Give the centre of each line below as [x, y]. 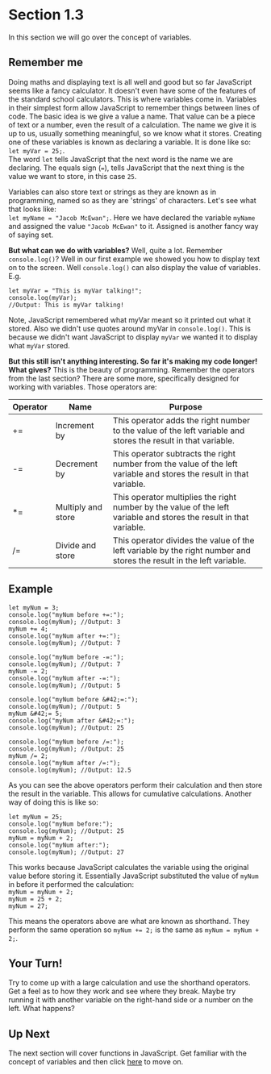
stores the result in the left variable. [179, 560]
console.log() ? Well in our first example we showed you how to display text [134, 259]
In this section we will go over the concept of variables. [100, 37]
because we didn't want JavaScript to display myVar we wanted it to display [133, 337]
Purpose [186, 406]
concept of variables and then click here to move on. [96, 1062]
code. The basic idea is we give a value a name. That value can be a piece [132, 116]
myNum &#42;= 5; [35, 714]
